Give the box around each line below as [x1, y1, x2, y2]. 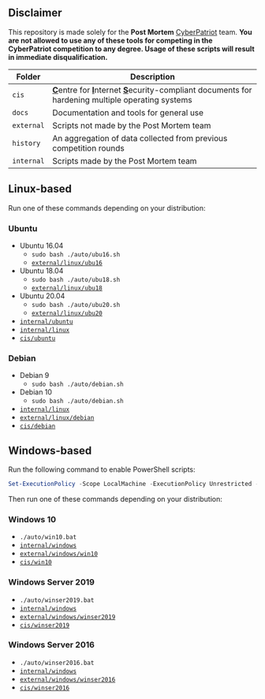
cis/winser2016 [19, 684, 70, 692]
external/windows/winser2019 [19, 613, 116, 621]
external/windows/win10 [19, 550, 99, 559]
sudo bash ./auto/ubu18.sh [31, 275, 121, 283]
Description [129, 71, 175, 82]
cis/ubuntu [19, 335, 56, 342]
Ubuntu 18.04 [19, 266, 64, 275]
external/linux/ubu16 [31, 259, 103, 267]
